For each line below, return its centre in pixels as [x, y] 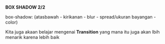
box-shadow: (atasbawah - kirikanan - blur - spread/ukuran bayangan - [81, 17]
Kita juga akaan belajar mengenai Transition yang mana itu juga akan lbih [82, 32]
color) [11, 22]
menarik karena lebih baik [32, 37]
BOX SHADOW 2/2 [25, 7]
